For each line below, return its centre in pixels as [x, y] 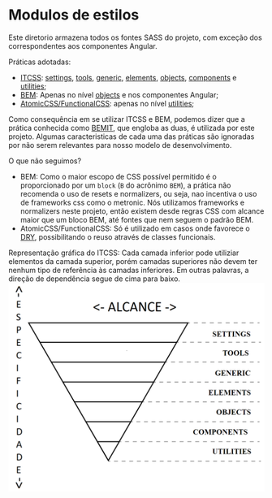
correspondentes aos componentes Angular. [83, 45]
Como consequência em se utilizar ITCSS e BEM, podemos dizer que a [127, 119]
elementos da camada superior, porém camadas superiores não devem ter [133, 261]
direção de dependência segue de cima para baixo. [95, 279]
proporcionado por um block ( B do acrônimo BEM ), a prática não [125, 185]
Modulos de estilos [74, 15]
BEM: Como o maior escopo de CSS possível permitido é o [118, 176]
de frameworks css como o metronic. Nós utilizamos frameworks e [132, 202]
